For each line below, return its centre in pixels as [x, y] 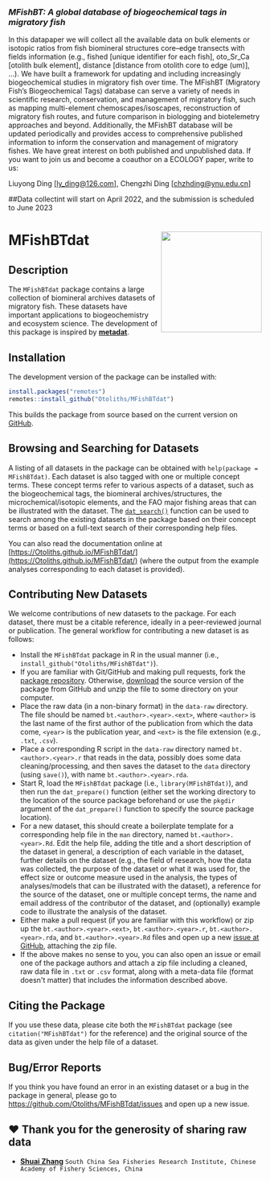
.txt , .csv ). [39, 740]
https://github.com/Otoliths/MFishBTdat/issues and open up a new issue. [129, 1104]
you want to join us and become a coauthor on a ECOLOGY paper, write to [131, 160]
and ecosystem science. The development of [83, 324]
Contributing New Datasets [78, 595]
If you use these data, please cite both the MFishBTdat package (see [121, 1025]
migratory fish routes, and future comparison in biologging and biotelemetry [134, 117]
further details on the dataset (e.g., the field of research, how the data [135, 860]
